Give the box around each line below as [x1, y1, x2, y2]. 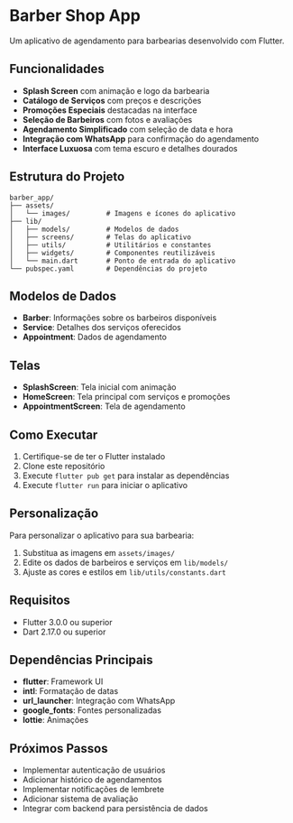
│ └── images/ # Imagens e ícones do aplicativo [9, 208, 236, 217]
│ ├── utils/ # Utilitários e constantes [9, 240, 212, 249]
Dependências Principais [9, 652, 153, 668]
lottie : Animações [22, 715, 88, 726]
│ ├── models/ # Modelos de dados [9, 225, 179, 234]
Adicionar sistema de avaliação [22, 793, 139, 804]
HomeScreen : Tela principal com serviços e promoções [22, 392, 231, 402]
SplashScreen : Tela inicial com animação [22, 382, 177, 393]
